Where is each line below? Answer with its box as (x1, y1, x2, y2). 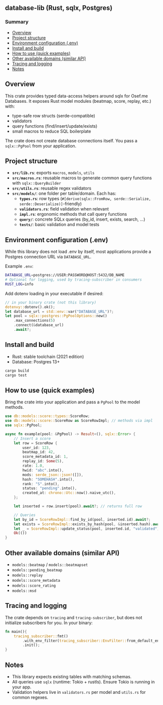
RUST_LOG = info (5, 282, 34, 286)
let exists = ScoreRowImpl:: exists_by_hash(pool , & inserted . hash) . (14, 521, 153, 527)
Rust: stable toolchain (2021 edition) (12, 353, 84, 360)
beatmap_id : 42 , (22, 450, 55, 455)
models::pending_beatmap (12, 568, 63, 572)
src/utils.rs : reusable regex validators (12, 185, 92, 191)
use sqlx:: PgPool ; (5, 423, 42, 428)
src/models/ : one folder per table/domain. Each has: (12, 191, 116, 196)
